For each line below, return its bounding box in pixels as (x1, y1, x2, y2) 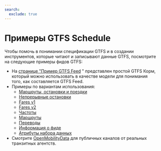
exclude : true (9, 12, 37, 17)
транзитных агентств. (11, 140, 57, 146)
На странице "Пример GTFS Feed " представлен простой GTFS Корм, (11, 68, 156, 74)
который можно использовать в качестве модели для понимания (11, 73, 148, 79)
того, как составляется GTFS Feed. (11, 79, 84, 84)
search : (4, 7, 20, 12)
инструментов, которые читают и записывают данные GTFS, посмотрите (4, 54, 156, 60)
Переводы (18, 120, 41, 126)
